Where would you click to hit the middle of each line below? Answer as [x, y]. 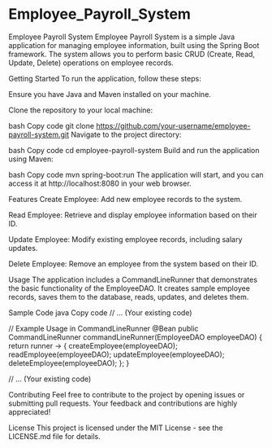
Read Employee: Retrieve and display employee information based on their [133, 215]
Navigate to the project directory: [126, 134]
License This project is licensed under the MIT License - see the [116, 428]
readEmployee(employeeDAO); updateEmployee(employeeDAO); [117, 354]
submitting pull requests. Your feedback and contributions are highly [123, 403]
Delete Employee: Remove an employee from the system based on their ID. [133, 264]
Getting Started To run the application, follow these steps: [105, 78]
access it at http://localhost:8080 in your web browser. [100, 183]
